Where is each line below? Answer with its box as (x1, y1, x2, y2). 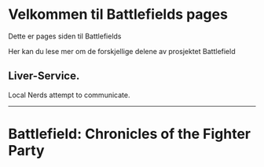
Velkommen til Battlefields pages (8, 5, 228, 24)
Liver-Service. (8, 69, 80, 83)
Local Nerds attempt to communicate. (8, 90, 130, 100)
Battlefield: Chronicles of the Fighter (8, 125, 251, 143)
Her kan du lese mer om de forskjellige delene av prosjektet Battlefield (8, 46, 236, 56)
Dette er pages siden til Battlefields (8, 31, 122, 41)
